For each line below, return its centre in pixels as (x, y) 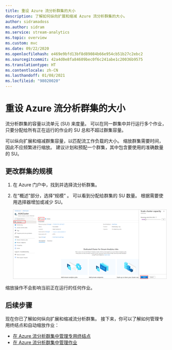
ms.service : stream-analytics (38, 32)
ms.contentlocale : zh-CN (32, 70)
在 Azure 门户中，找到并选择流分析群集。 (56, 185)
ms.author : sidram (25, 27)
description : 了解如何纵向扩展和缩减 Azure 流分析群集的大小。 (67, 16)
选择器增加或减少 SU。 (41, 202)
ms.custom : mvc (21, 43)
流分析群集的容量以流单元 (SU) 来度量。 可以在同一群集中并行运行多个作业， (86, 123)
